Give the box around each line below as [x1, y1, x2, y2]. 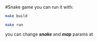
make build [5, 14, 28, 19]
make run [5, 22, 23, 27]
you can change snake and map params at [5, 31, 93, 37]
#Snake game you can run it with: [5, 4, 74, 10]
